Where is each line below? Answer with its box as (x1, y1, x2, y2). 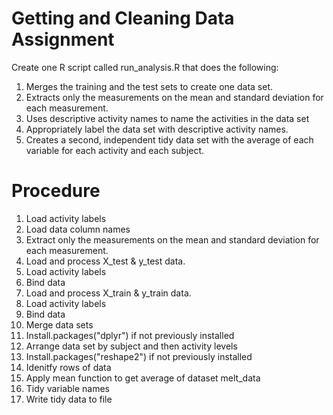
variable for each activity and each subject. (25, 144, 205, 156)
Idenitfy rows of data (25, 361, 112, 373)
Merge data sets (25, 318, 94, 331)
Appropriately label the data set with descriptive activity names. (25, 123, 289, 135)
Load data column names (25, 223, 131, 235)
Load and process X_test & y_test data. (25, 255, 186, 267)
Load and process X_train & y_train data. (25, 287, 192, 299)
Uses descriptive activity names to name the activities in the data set (25, 112, 310, 124)
